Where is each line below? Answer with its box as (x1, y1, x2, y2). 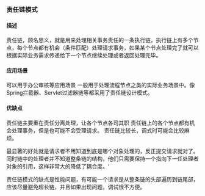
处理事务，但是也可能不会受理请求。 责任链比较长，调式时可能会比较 (11, 126, 184, 134)
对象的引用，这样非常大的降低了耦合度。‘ (6, 162, 110, 170)
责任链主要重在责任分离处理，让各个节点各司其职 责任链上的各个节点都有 (6, 119, 190, 126)
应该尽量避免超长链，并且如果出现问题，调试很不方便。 (6, 183, 145, 191)
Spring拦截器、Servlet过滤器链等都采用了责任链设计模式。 (6, 89, 153, 96)
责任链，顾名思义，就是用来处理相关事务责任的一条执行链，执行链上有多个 (6, 37, 193, 44)
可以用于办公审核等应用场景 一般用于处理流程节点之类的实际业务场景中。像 (6, 81, 195, 89)
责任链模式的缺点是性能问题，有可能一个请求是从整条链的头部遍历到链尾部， (6, 175, 199, 183)
